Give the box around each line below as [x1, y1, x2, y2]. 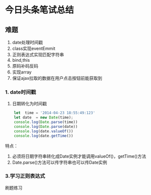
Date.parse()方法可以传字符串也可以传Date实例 [12, 159, 107, 165]
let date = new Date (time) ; [14, 115, 74, 120]
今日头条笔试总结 [5, 4, 75, 16]
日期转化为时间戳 [12, 101, 47, 107]
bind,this [12, 57, 30, 63]
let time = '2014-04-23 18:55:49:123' [14, 111, 96, 116]
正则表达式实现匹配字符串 [12, 52, 64, 57]
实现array [12, 69, 32, 75]
